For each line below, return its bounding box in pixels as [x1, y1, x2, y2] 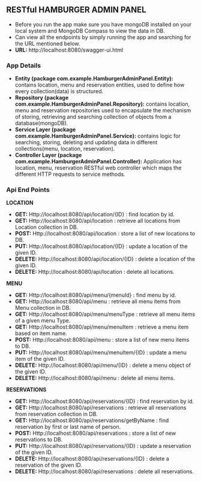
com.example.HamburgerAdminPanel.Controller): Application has [14, 158, 182, 165]
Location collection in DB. [14, 223, 79, 231]
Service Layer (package [14, 126, 76, 133]
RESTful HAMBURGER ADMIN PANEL [6, 5, 146, 15]
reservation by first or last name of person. [14, 423, 121, 431]
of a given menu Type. [14, 317, 71, 324]
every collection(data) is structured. [14, 88, 104, 95]
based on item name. [14, 330, 67, 337]
